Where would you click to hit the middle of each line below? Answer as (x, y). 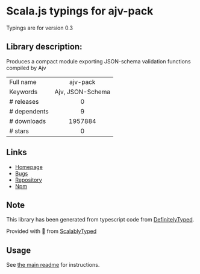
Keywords (23, 92)
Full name (23, 81)
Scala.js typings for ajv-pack (80, 11)
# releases (24, 101)
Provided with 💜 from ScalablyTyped (52, 231)
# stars (19, 131)
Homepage (29, 167)
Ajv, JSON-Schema (82, 92)
